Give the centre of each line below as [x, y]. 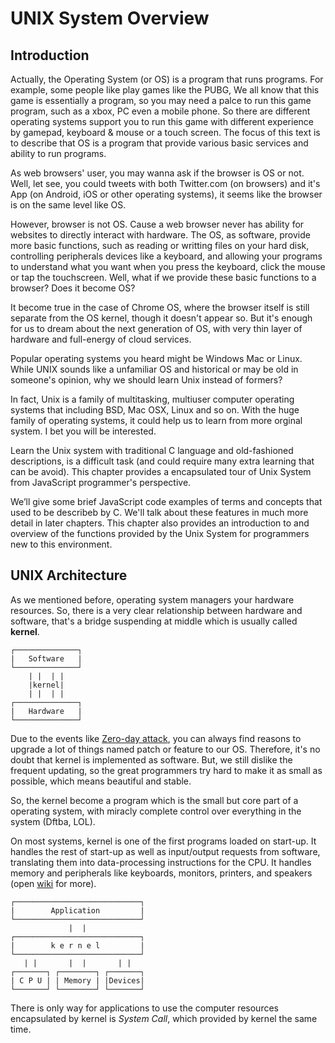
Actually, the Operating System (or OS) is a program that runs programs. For [167, 79]
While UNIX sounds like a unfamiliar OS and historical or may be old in [154, 369]
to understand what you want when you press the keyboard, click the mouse [168, 266]
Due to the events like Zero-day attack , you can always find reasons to [156, 738]
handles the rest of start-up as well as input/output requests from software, [165, 851]
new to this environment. [61, 544]
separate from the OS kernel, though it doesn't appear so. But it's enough [161, 318]
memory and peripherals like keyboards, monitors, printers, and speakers [161, 873]
